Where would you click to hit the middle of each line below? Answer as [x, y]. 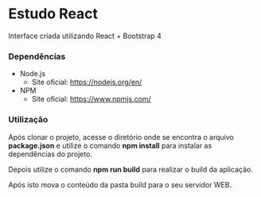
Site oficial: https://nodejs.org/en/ [87, 82]
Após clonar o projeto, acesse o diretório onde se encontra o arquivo [121, 137]
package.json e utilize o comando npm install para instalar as [110, 145]
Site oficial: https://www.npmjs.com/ [91, 99]
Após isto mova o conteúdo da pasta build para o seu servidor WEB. [120, 184]
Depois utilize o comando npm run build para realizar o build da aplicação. [130, 169]
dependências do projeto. [51, 154]
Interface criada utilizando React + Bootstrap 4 [85, 36]
